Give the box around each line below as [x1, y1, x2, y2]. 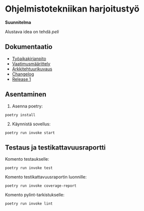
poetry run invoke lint [5, 201, 53, 206]
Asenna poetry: [12, 103, 43, 109]
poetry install [5, 112, 36, 117]
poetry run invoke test [5, 166, 53, 170]
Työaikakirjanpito [12, 56, 46, 61]
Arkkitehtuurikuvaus [12, 66, 52, 72]
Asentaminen [5, 90, 47, 99]
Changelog [12, 71, 34, 77]
